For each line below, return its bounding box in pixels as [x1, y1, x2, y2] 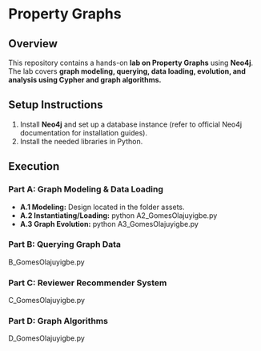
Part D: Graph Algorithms [8, 316, 108, 327]
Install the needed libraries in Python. [19, 136, 143, 146]
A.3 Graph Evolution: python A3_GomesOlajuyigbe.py [19, 219, 199, 228]
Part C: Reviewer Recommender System [8, 277, 167, 288]
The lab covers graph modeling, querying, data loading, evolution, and [8, 67, 247, 76]
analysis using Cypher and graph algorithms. [8, 75, 162, 84]
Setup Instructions [8, 98, 103, 112]
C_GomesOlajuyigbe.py [8, 296, 86, 305]
